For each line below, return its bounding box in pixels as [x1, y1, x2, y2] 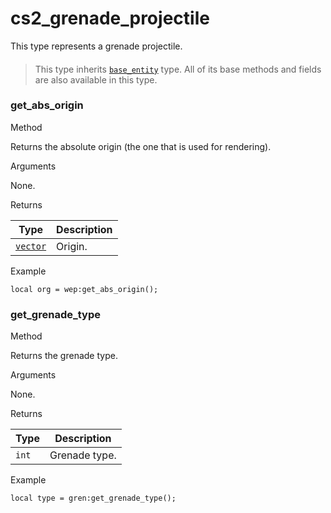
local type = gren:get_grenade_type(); [10, 493, 177, 504]
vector [15, 240, 47, 252]
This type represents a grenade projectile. [10, 40, 183, 52]
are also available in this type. [34, 73, 158, 86]
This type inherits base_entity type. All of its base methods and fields [34, 63, 322, 75]
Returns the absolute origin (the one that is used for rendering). [10, 140, 272, 152]
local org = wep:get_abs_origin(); [10, 284, 159, 294]
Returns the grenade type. [10, 350, 118, 362]
